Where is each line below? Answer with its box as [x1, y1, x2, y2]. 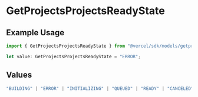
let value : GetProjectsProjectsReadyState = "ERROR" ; [6, 53, 141, 59]
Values [6, 70, 32, 80]
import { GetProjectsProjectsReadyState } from [6, 43, 126, 49]
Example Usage [6, 28, 65, 38]
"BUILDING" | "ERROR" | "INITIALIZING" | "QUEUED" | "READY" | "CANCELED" [6, 85, 194, 92]
